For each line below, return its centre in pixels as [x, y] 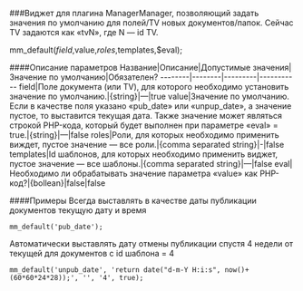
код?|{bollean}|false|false [58, 183]
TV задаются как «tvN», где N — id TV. [84, 32]
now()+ [237, 270]
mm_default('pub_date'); [56, 227]
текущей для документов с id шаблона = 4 [92, 253]
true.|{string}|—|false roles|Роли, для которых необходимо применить [144, 135]
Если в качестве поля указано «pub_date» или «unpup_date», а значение [151, 106]
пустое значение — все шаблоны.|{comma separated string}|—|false [141, 164]
